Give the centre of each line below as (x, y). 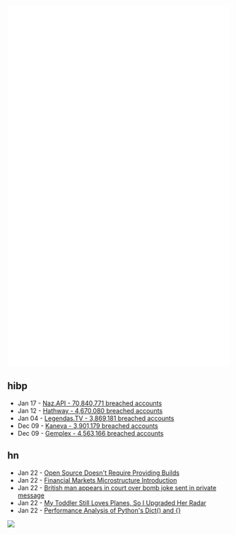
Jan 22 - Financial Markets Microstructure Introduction (97, 480)
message (31, 495)
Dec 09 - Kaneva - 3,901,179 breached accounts (88, 426)
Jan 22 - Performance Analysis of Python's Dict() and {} (99, 510)
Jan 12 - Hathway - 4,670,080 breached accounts (90, 410)
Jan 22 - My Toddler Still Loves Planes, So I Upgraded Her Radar (112, 502)
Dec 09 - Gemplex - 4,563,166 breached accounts (90, 433)
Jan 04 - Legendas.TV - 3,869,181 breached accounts (96, 418)
